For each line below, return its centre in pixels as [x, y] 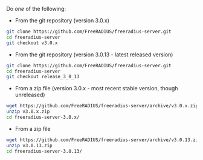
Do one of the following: [36, 9]
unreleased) [30, 95]
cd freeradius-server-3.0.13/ [44, 151]
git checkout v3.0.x [32, 43]
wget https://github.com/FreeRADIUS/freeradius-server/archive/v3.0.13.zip [104, 140]
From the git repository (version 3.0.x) [62, 20]
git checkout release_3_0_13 [43, 77]
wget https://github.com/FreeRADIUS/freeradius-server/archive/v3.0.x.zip [102, 106]
